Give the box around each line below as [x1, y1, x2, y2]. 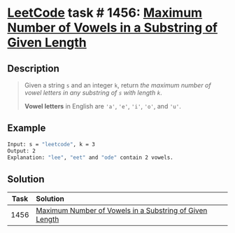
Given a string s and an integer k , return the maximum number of [24, 81, 211, 89]
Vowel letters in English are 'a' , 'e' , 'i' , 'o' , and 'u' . [24, 102, 182, 110]
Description [7, 62, 59, 74]
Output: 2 [7, 147, 36, 155]
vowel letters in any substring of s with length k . [24, 89, 162, 97]
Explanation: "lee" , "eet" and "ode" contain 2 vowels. [7, 154, 173, 161]
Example [7, 122, 46, 134]
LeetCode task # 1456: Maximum [7, 5, 203, 21]
